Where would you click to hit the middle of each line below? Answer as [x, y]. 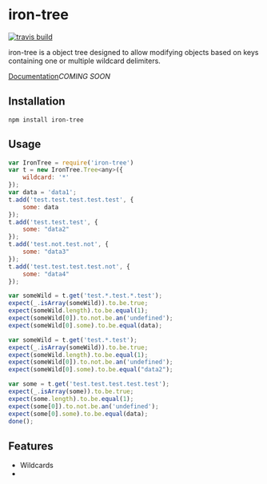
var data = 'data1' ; [43, 192]
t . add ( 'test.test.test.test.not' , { [69, 266]
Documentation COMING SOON [59, 76]
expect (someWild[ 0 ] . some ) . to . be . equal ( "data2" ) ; [91, 370]
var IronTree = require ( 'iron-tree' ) [71, 163]
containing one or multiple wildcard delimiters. [85, 61]
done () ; [21, 421]
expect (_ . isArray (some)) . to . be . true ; [71, 392]
